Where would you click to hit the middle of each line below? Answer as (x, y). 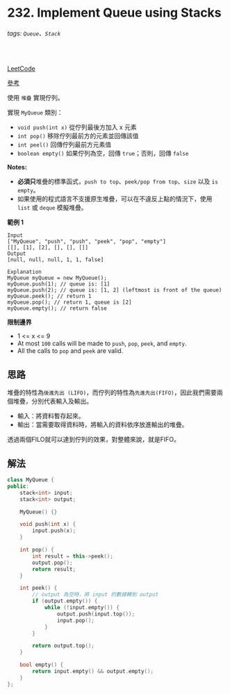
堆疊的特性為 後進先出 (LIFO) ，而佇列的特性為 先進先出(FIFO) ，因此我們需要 (112, 393)
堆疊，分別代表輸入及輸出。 (52, 402)
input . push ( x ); (54, 531)
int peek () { (39, 588)
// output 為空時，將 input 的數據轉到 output (95, 595)
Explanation (24, 272)
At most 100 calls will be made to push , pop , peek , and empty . (102, 344)
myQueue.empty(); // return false (57, 308)
